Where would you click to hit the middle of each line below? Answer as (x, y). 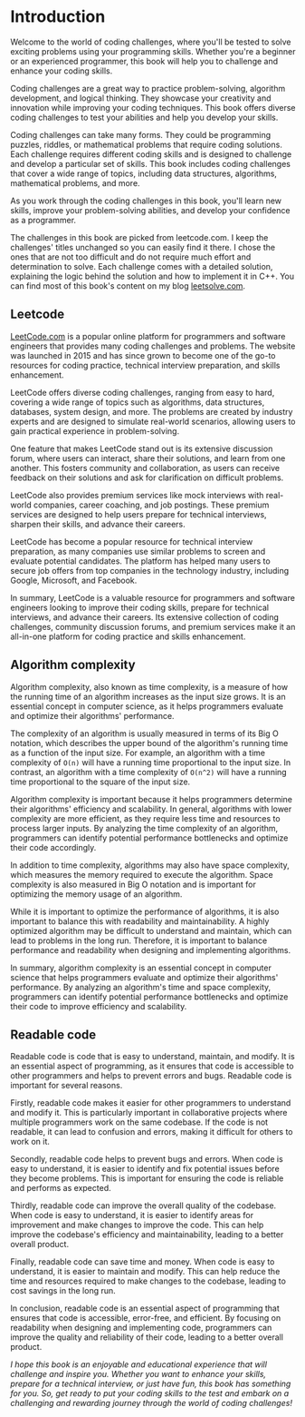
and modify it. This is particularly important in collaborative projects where (149, 1113)
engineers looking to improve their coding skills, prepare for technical (140, 607)
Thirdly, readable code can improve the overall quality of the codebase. (143, 1205)
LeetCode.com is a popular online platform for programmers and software (148, 336)
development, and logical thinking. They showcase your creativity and (141, 98)
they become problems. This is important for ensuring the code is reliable (147, 1178)
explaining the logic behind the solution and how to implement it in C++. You (152, 276)
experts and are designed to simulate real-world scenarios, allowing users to (153, 421)
